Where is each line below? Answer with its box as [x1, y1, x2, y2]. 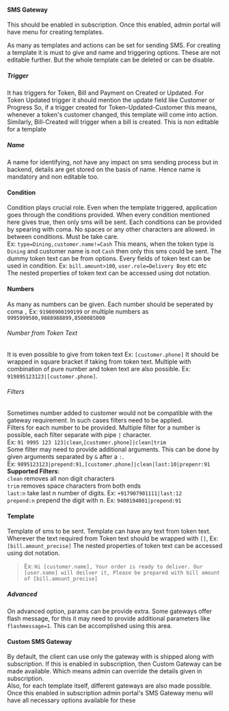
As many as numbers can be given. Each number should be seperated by [7, 300, 214, 308]
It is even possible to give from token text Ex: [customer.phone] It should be [7, 350, 219, 358]
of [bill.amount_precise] [23, 575, 98, 582]
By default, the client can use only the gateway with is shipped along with [7, 653, 214, 661]
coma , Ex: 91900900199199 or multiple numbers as [7, 307, 149, 315]
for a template [7, 125, 46, 134]
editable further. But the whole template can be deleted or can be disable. [7, 55, 215, 64]
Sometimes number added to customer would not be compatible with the [7, 408, 213, 417]
